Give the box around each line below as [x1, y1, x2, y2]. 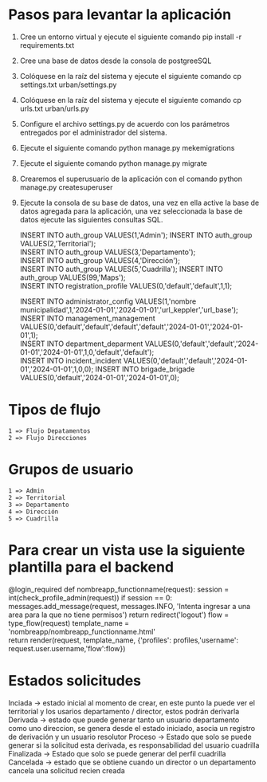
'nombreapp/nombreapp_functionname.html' [8, 627, 155, 636]
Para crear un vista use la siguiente [8, 541, 245, 559]
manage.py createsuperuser [19, 182, 113, 192]
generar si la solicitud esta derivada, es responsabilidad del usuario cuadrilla [8, 740, 260, 750]
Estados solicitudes [8, 671, 142, 690]
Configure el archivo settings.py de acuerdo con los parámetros [19, 119, 230, 128]
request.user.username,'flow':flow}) [8, 643, 126, 653]
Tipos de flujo [8, 401, 101, 419]
